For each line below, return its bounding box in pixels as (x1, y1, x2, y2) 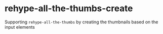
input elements (4, 24, 35, 30)
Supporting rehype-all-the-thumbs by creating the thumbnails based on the (4, 19, 159, 25)
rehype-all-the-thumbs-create (4, 3, 133, 14)
